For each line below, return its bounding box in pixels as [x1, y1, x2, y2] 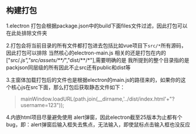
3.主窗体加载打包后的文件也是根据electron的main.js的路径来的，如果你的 [6, 76, 181, 83]
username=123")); [20, 101, 64, 108]
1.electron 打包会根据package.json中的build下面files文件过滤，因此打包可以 [6, 22, 188, 29]
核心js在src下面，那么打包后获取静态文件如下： [11, 84, 126, 91]
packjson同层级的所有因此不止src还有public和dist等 [6, 64, 131, 71]
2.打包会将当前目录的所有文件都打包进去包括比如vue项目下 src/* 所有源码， [6, 42, 187, 49]
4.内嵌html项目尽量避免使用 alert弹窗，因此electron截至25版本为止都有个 [6, 114, 183, 121]
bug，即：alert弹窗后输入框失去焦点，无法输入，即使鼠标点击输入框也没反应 [6, 121, 190, 128]
